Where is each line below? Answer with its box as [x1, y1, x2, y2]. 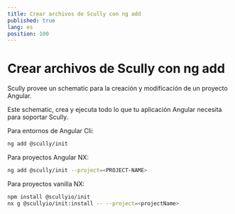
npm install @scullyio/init [7, 193, 91, 201]
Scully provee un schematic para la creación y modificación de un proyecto [7, 84, 229, 93]
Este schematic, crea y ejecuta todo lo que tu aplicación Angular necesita [7, 106, 222, 114]
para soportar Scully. [7, 113, 69, 121]
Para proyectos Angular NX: [7, 153, 89, 162]
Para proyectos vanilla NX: [7, 179, 85, 188]
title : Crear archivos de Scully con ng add [7, 10, 141, 18]
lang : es [7, 23, 33, 30]
